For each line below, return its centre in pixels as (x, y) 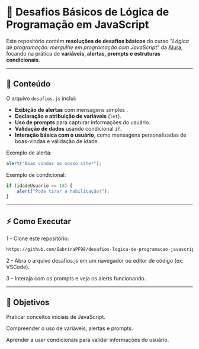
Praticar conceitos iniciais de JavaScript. (56, 316)
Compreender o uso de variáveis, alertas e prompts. (70, 328)
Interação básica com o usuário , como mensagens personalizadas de (100, 135)
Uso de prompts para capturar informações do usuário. (83, 122)
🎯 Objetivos (28, 303)
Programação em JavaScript (78, 25)
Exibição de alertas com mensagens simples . (71, 109)
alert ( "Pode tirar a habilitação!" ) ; (63, 191)
